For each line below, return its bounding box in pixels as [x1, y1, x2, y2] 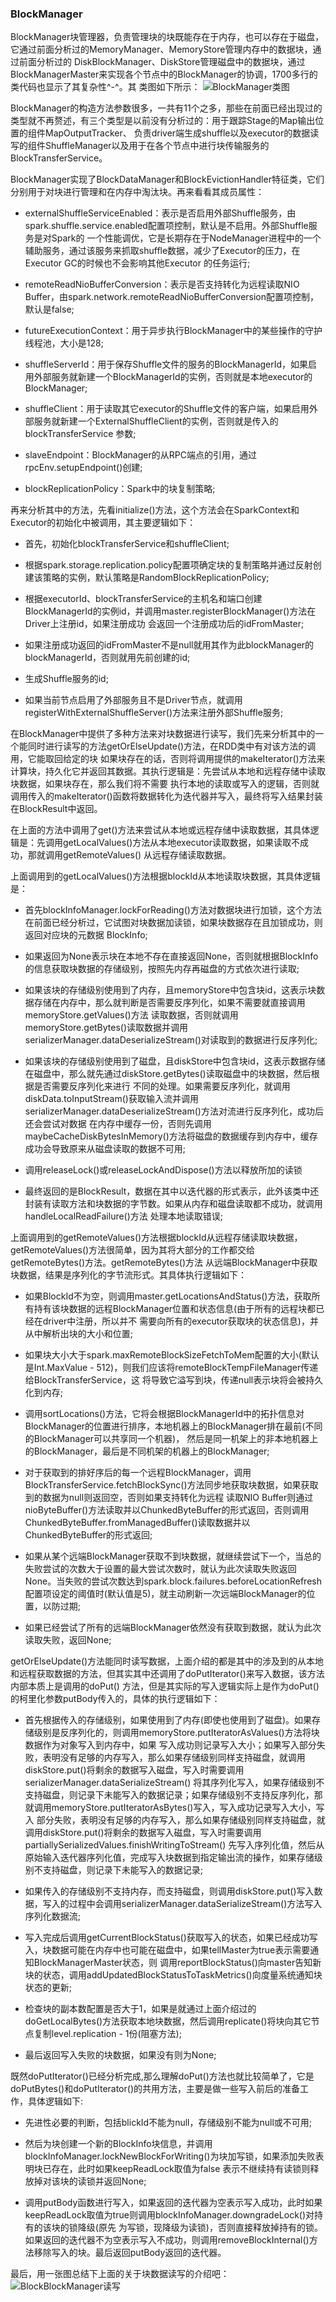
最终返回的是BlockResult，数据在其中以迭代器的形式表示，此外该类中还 [24, 1185, 320, 1197]
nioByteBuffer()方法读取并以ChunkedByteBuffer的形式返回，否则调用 [24, 1504, 310, 1516]
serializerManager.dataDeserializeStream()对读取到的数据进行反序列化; [24, 1034, 318, 1046]
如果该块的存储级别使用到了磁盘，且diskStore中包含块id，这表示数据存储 [24, 1055, 326, 1067]
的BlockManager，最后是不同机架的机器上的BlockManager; [24, 1445, 270, 1457]
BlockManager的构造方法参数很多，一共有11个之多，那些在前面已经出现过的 [10, 102, 323, 114]
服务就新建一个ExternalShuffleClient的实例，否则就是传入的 [33, 415, 279, 427]
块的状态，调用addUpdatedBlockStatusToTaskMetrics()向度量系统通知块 [24, 1969, 323, 1981]
